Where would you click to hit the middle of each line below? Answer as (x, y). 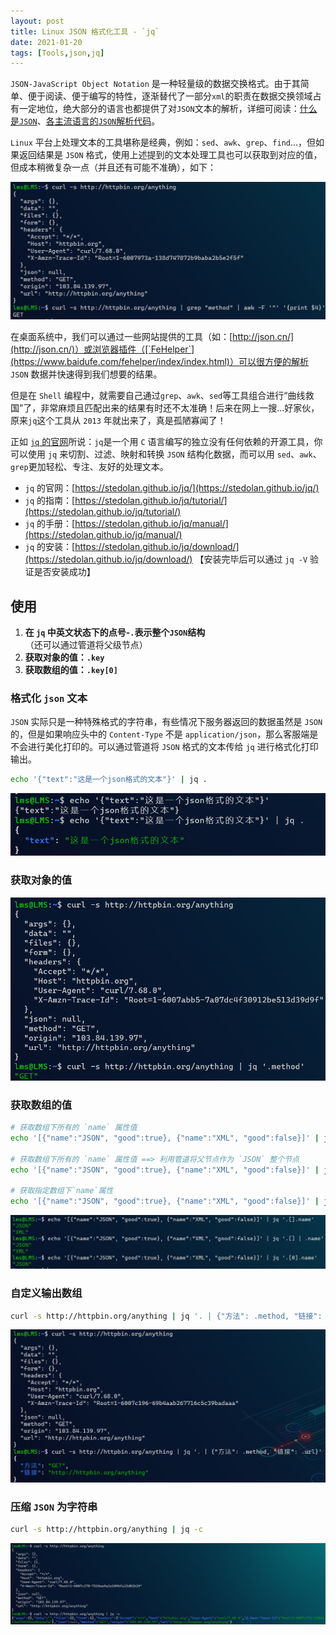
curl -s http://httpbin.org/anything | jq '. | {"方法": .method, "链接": (166, 1316)
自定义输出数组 (46, 1293)
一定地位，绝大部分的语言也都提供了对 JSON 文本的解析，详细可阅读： (159, 109)
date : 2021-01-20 (46, 42)
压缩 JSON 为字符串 (54, 1507)
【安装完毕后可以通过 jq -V (251, 559)
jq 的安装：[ (50, 547)
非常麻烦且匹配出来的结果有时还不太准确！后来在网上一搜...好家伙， (180, 408)
